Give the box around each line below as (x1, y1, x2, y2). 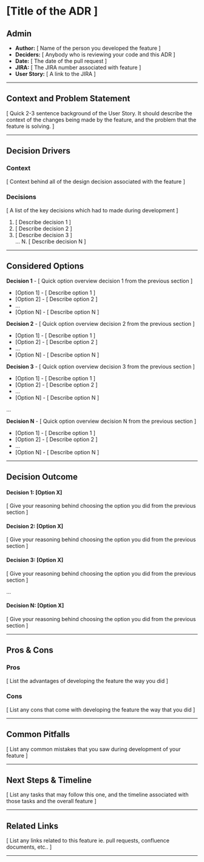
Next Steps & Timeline (6, 775, 92, 785)
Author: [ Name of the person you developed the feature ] (15, 44, 161, 52)
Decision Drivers (6, 146, 71, 156)
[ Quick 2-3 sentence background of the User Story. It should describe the (6, 109, 192, 116)
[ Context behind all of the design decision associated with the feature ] (6, 178, 185, 185)
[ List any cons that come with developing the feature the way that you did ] (6, 705, 195, 713)
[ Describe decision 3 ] (15, 231, 73, 238)
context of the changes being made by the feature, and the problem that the (6, 116, 197, 123)
